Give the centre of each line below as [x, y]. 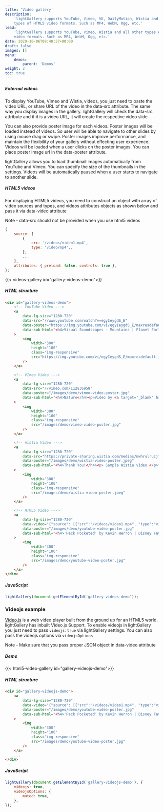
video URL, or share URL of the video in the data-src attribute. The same [78, 106]
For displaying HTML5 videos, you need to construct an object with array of [81, 200]
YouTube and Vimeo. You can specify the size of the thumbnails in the [75, 167]
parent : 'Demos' [39, 64]
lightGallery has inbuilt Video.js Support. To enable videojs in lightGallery [78, 625]
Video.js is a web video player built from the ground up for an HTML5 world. [82, 620]
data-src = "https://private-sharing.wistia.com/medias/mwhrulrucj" [92, 456]
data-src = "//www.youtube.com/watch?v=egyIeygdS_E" [75, 321]
